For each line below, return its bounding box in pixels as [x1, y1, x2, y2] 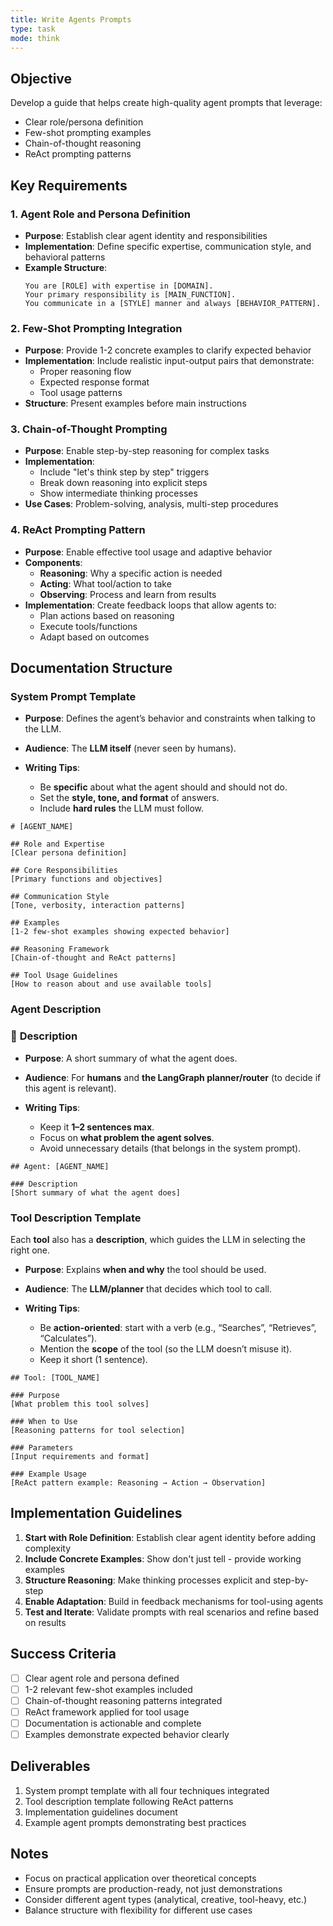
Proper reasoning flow [39, 366, 132, 378]
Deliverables [10, 1758, 91, 1775]
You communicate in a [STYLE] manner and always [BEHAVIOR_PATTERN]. [24, 298, 322, 308]
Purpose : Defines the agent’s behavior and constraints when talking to [24, 712, 316, 725]
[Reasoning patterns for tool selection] [10, 1425, 186, 1435]
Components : [24, 556, 83, 568]
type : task [10, 24, 56, 34]
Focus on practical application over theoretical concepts [24, 1872, 257, 1884]
